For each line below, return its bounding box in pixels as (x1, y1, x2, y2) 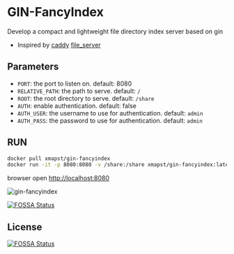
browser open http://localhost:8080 (7, 174, 110, 182)
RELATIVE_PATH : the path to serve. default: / (17, 86, 141, 95)
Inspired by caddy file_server (17, 40, 101, 49)
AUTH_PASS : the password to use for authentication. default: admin (17, 116, 203, 125)
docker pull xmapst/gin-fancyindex (7, 154, 111, 162)
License (7, 221, 42, 233)
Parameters (7, 61, 59, 73)
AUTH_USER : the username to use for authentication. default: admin (17, 109, 203, 117)
